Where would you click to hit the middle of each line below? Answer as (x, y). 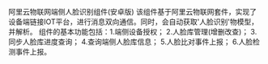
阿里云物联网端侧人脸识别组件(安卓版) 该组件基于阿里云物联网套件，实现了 (133, 12)
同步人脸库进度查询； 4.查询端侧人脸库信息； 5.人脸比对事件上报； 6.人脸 (131, 42)
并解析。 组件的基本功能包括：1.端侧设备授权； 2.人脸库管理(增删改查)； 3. (133, 32)
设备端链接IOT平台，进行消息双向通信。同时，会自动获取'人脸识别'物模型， (134, 22)
